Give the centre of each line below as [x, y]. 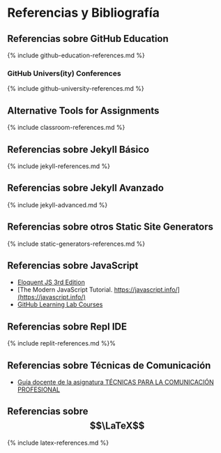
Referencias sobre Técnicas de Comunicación [109, 365]
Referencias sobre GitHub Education [88, 39]
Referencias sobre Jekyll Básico [78, 149]
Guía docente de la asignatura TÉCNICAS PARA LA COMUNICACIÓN [115, 382]
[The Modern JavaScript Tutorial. [65, 290]
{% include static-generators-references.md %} [76, 244]
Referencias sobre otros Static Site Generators [110, 227]
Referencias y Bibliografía [84, 13]
